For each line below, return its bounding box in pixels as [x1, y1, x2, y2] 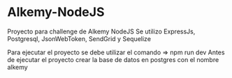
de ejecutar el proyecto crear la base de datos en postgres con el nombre [7, 55, 219, 63]
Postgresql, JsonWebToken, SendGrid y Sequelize [7, 34, 152, 42]
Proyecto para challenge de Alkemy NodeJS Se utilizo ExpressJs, [7, 27, 196, 36]
